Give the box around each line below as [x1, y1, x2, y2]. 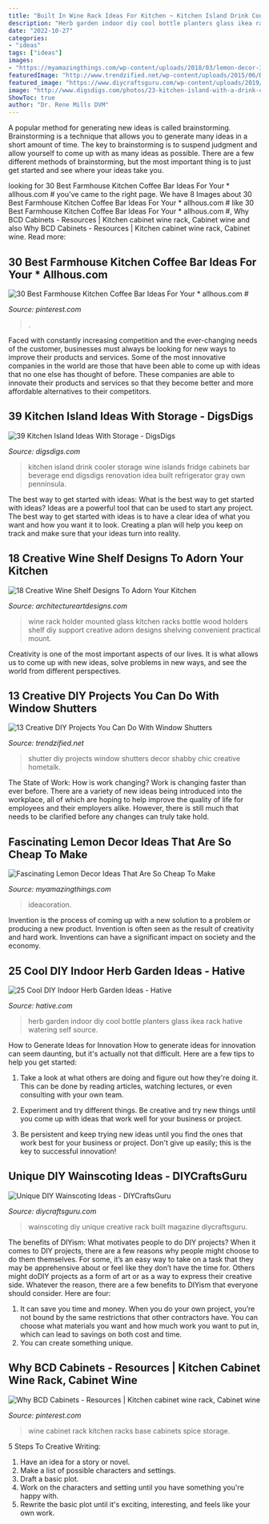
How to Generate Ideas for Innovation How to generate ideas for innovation [8, 1041, 256, 1049]
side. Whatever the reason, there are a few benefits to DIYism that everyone [8, 1280, 259, 1289]
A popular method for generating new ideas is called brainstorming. [8, 123, 231, 133]
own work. [19, 1508, 55, 1518]
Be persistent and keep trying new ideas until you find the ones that [19, 1129, 243, 1139]
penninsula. [27, 479, 66, 488]
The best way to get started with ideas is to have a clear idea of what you [8, 511, 251, 521]
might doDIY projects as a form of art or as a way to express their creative [8, 1271, 252, 1281]
